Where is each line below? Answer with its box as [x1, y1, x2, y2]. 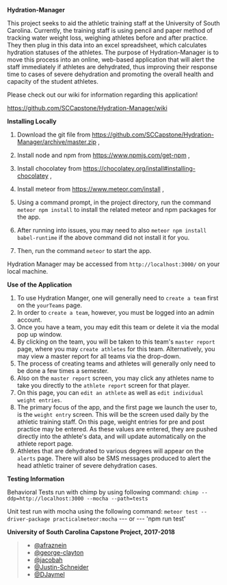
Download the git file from [16, 130, 91, 139]
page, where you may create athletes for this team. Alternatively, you [16, 345, 215, 353]
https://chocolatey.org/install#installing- [83, 165, 196, 172]
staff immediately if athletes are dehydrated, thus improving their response [7, 63, 217, 71]
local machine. [7, 267, 49, 275]
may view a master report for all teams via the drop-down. [16, 353, 181, 360]
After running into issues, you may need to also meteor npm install [16, 226, 207, 234]
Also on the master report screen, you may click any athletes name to [16, 374, 214, 382]
